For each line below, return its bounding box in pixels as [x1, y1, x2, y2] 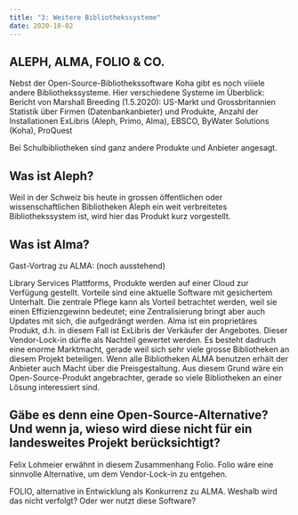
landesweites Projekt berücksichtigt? [9, 436, 221, 451]
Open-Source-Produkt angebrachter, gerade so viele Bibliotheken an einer [9, 372, 283, 383]
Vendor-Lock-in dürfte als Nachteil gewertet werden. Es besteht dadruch [9, 334, 277, 345]
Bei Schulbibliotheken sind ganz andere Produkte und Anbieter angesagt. [9, 143, 278, 153]
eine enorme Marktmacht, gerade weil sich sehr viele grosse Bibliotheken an [9, 344, 290, 355]
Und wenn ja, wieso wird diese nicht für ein [9, 421, 253, 437]
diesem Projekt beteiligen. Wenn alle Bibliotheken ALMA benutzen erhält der [9, 353, 289, 364]
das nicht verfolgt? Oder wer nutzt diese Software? [9, 495, 197, 506]
